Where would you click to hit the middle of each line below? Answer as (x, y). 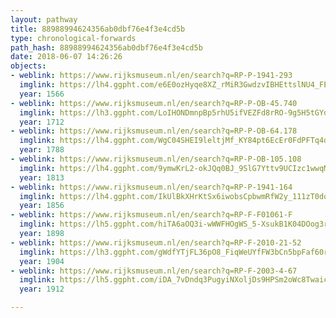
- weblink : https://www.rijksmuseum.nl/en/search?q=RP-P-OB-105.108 (156, 159)
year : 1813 (42, 177)
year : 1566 (42, 94)
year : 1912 (42, 289)
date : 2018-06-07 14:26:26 (66, 57)
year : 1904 (42, 261)
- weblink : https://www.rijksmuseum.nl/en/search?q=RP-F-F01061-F (151, 215)
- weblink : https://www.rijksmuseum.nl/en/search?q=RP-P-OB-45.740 (154, 103)
